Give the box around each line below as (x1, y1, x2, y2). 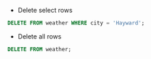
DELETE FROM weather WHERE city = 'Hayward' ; (7, 20, 145, 27)
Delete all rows (17, 32, 62, 41)
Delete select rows (17, 6, 73, 14)
